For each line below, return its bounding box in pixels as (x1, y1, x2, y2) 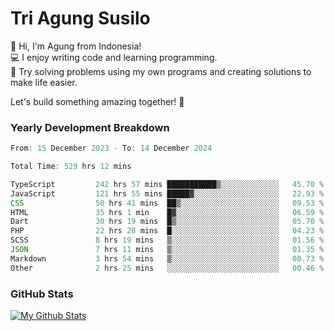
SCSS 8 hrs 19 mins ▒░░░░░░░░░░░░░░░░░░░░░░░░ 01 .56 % (10, 235, 325, 246)
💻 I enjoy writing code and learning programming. (10, 51, 218, 63)
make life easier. (10, 76, 78, 88)
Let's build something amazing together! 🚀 (10, 95, 185, 107)
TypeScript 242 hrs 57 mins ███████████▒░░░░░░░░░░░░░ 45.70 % (10, 179, 325, 189)
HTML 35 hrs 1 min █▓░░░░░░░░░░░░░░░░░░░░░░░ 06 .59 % (10, 207, 325, 217)
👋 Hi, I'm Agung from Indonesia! (10, 40, 142, 52)
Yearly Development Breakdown (10, 120, 170, 134)
